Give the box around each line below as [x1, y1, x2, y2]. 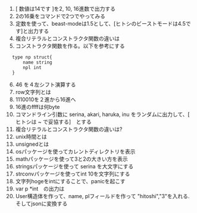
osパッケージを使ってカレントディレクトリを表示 [15, 148, 136, 155]
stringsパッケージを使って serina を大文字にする [15, 163, 134, 170]
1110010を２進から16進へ [15, 96, 76, 103]
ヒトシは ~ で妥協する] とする [15, 118, 92, 125]
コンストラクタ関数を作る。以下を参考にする [15, 42, 126, 49]
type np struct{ [12, 54, 52, 60]
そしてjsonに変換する [15, 200, 68, 207]
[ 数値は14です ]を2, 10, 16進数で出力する [15, 5, 115, 12]
